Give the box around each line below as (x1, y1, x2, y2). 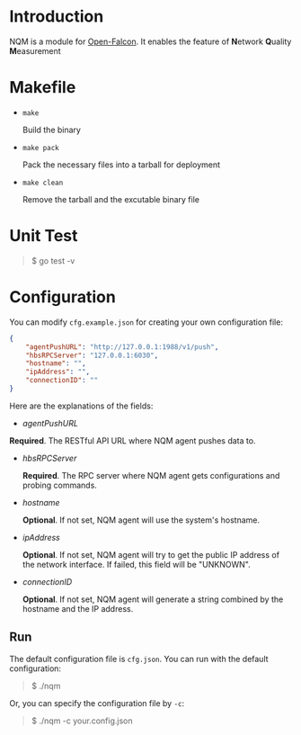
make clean (22, 178, 64, 187)
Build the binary (22, 124, 81, 135)
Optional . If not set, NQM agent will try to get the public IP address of (22, 549, 280, 560)
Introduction (9, 6, 104, 27)
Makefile (9, 77, 76, 98)
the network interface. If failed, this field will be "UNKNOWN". (22, 559, 251, 569)
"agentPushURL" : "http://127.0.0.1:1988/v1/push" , (25, 342, 219, 352)
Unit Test (9, 226, 78, 246)
